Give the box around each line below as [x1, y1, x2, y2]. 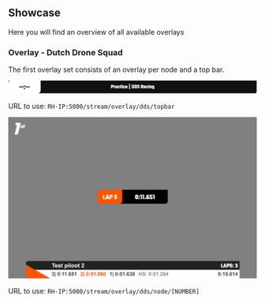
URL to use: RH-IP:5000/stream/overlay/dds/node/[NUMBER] [8, 286, 200, 295]
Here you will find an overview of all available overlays [8, 27, 185, 36]
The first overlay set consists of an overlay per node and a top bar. [8, 65, 225, 74]
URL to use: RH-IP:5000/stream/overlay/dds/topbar [8, 101, 175, 110]
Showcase [8, 6, 62, 20]
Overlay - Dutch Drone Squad [8, 47, 124, 58]
